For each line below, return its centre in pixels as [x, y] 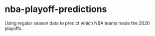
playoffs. [14, 28]
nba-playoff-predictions [56, 9]
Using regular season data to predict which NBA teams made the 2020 [77, 23]
